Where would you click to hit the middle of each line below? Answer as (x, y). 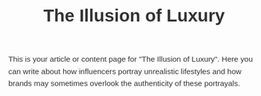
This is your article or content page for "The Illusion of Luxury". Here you (130, 59)
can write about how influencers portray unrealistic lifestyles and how (125, 71)
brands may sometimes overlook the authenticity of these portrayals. (125, 83)
